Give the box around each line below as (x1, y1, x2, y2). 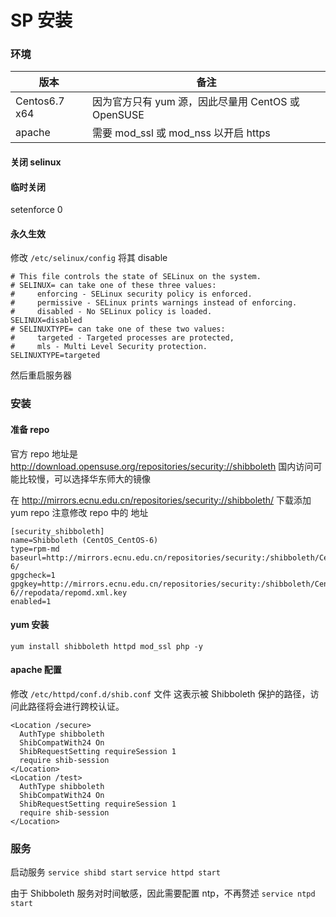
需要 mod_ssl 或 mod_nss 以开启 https (91, 126, 271, 140)
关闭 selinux (10, 156, 62, 168)
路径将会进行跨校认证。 (27, 701, 125, 713)
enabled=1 (10, 596, 52, 606)
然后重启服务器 (10, 369, 72, 381)
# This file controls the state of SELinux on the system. (10, 272, 262, 282)
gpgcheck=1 (10, 570, 56, 580)
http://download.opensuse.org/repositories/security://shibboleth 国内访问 (10, 460, 314, 472)
